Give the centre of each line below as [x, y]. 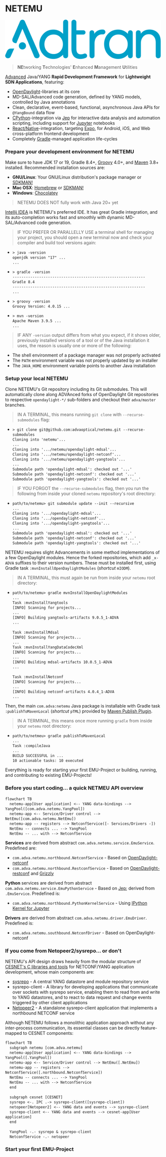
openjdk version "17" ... [39, 258]
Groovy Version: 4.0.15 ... [41, 307]
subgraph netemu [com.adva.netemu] [46, 1048]
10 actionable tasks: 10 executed [48, 761]
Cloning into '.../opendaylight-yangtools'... [61, 524]
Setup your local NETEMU [37, 379]
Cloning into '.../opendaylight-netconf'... [59, 519]
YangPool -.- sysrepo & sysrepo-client [51, 1132]
